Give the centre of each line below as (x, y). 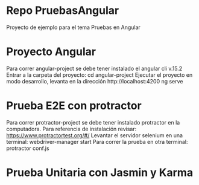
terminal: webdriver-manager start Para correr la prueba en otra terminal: (97, 141)
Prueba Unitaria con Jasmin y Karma (100, 172)
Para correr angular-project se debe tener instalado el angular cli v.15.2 (94, 68)
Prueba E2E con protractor (74, 106)
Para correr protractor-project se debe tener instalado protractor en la (93, 122)
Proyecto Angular (51, 52)
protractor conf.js (28, 148)
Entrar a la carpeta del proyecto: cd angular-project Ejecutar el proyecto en (99, 75)
